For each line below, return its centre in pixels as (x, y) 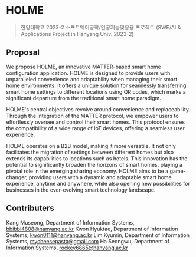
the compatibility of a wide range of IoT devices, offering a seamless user (95, 128)
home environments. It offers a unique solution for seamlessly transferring (96, 85)
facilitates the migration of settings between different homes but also (90, 152)
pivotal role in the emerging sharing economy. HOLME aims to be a (87, 171)
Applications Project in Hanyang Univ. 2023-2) (77, 34)
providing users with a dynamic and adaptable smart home (100, 177)
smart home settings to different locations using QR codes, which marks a (96, 91)
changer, (17, 177)
